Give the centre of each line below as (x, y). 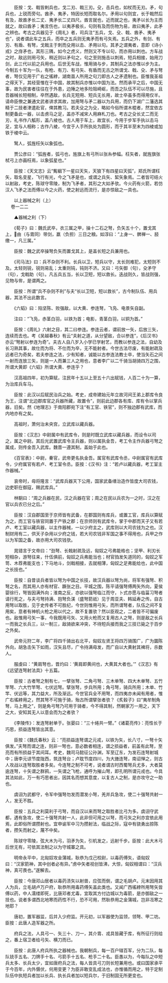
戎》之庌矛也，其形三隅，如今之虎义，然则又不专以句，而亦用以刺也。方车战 (84, 51)
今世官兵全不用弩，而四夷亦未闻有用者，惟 (119, 694)
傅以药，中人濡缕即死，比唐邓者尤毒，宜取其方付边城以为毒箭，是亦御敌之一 (84, 893)
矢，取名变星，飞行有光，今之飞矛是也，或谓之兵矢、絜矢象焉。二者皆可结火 (84, 177)
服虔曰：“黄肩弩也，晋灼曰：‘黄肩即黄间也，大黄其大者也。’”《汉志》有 (86, 664)
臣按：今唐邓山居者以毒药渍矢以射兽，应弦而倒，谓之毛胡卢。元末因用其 (88, 881)
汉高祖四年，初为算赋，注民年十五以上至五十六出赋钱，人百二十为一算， (88, 378)
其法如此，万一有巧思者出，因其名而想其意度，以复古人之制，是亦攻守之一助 (84, 777)
